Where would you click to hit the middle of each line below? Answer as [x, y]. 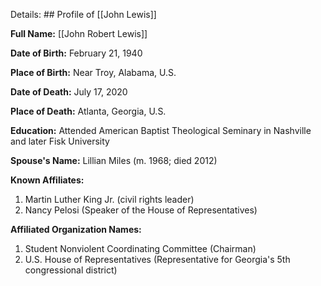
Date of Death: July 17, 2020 [69, 92]
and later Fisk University [60, 141]
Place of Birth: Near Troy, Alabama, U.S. [93, 72]
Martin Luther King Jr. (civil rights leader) [109, 199]
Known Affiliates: [47, 180]
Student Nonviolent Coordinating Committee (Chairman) [140, 248]
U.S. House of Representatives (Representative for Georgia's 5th [157, 259]
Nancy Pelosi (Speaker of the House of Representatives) [141, 210]
